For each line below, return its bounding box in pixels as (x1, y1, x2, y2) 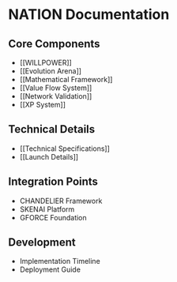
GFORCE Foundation (19, 212, 87, 222)
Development (8, 235, 77, 250)
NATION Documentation (8, 6, 170, 24)
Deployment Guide (19, 265, 81, 274)
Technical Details (8, 122, 96, 136)
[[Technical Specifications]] (19, 144, 111, 153)
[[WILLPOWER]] (19, 58, 73, 67)
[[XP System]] (19, 100, 66, 109)
